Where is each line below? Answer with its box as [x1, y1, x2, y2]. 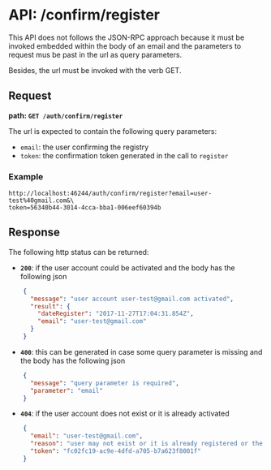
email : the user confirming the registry [19, 142, 149, 152]
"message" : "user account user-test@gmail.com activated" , [29, 295, 234, 303]
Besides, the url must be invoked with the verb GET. [8, 65, 182, 75]
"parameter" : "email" [29, 386, 104, 395]
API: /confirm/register [8, 6, 161, 24]
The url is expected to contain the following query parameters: [8, 126, 217, 136]
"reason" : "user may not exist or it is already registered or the [29, 440, 264, 448]
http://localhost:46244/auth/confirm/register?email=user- [8, 189, 213, 198]
